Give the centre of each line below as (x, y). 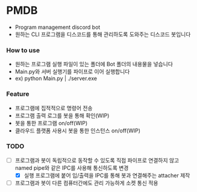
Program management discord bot (58, 27)
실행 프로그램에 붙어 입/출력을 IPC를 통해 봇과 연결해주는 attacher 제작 (107, 175)
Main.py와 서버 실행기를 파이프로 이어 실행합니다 (72, 72)
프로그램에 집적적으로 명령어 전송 (54, 108)
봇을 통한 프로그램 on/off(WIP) (51, 123)
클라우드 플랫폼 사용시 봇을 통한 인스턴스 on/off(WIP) (77, 131)
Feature (18, 94)
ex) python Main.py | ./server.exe (56, 78)
